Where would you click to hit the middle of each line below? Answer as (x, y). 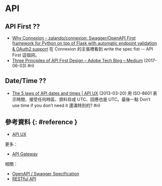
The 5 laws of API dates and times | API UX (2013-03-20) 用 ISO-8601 (82, 93)
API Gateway (25, 154)
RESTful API (24, 179)
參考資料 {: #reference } (41, 122)
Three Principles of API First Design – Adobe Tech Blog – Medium (77, 60)
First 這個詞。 (26, 55)
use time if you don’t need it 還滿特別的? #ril (56, 105)
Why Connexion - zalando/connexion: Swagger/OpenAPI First (74, 38)
